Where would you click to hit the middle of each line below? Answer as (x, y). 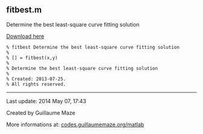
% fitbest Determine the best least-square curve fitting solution (93, 47)
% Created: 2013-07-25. (36, 79)
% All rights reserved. (36, 84)
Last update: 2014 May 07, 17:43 (46, 101)
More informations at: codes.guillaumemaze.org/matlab (75, 124)
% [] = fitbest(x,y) (32, 58)
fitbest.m (24, 10)
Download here (25, 36)
